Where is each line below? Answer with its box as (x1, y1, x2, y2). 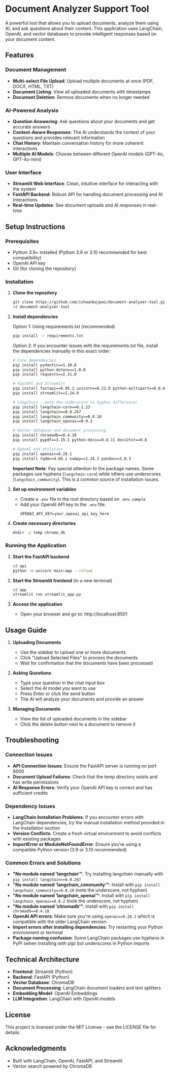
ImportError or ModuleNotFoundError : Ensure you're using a (12, 841, 141, 847)
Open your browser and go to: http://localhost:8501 (20, 611, 128, 617)
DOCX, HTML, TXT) (12, 83, 54, 89)
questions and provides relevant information (12, 135, 105, 141)
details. (5, 1029, 21, 1035)
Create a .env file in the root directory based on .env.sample (20, 496, 146, 502)
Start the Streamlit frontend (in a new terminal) (12, 577, 113, 583)
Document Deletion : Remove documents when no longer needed (12, 94, 150, 100)
